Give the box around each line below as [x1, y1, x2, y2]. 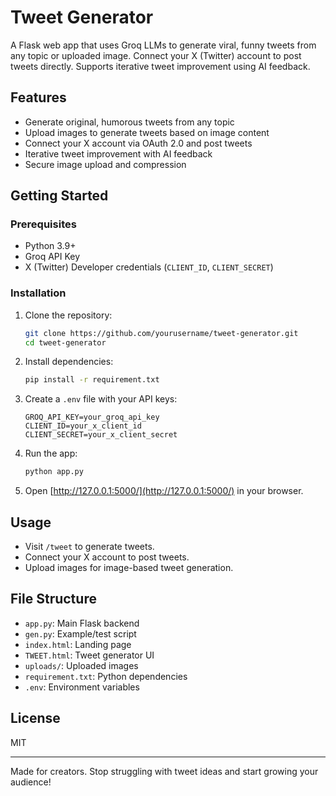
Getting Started [10, 187, 109, 205]
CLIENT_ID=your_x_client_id [24, 421, 142, 431]
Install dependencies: [24, 356, 114, 368]
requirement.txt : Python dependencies [24, 670, 188, 682]
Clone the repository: [24, 309, 113, 321]
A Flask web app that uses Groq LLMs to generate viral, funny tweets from [10, 39, 317, 51]
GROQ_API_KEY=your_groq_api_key [24, 412, 160, 423]
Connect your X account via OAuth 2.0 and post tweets [24, 137, 253, 149]
